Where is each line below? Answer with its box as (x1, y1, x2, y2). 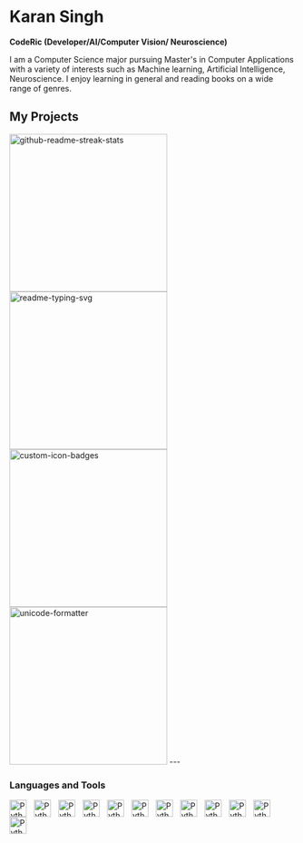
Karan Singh (9, 6, 104, 27)
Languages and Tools (9, 779, 106, 791)
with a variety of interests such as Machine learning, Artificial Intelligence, (9, 64, 286, 74)
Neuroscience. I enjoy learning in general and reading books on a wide (9, 73, 274, 83)
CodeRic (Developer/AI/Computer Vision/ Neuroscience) (9, 36, 229, 47)
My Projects (9, 109, 79, 124)
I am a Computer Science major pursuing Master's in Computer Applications (9, 54, 295, 64)
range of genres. (9, 83, 73, 93)
